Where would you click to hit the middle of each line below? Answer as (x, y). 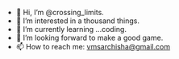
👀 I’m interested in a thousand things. (77, 21)
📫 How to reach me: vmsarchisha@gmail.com (93, 47)
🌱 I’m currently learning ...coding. (71, 29)
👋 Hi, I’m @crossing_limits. (60, 12)
